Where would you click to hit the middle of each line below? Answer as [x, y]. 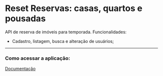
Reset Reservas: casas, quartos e [74, 8]
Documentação [20, 69]
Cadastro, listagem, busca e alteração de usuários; [63, 41]
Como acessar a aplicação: [38, 58]
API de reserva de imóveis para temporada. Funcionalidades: [66, 32]
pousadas [25, 19]
